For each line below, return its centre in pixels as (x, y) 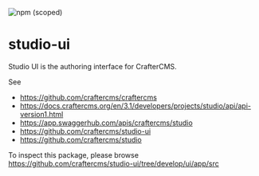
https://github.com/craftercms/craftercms (88, 97)
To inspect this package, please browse (74, 154)
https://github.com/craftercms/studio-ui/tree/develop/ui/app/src (114, 163)
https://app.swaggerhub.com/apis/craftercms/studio (106, 123)
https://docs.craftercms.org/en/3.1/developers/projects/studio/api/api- (135, 106)
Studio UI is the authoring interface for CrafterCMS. (92, 66)
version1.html (41, 114)
